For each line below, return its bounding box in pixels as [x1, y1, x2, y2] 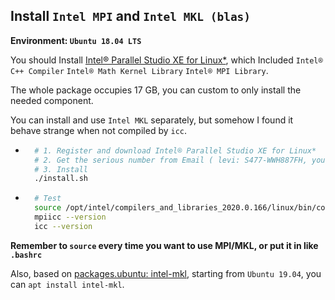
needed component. [10, 94, 94, 106]
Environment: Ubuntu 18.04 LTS [10, 34, 142, 46]
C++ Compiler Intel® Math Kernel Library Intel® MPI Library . [10, 64, 269, 76]
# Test [34, 194, 62, 204]
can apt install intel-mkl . [10, 278, 125, 290]
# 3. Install [34, 164, 89, 174]
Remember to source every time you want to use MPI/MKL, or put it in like [10, 239, 319, 251]
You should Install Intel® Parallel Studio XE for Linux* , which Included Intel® [10, 54, 323, 66]
